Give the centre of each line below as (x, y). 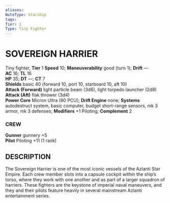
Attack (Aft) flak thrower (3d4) (38, 95)
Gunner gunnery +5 (26, 136)
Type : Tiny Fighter (26, 29)
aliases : (15, 10)
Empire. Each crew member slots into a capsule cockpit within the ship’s (81, 174)
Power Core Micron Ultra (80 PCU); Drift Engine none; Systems (73, 100)
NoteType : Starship (26, 15)
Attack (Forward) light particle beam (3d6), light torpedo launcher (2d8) (81, 90)
